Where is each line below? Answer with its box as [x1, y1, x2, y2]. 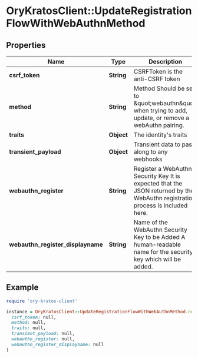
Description [148, 58, 183, 65]
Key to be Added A [133, 233, 186, 241]
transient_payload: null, [11, 331, 75, 337]
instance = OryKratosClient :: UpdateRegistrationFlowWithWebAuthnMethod [6, 309, 186, 314]
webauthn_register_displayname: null [11, 342, 104, 347]
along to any [133, 148, 168, 155]
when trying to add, [133, 107, 187, 114]
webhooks [133, 155, 163, 163]
